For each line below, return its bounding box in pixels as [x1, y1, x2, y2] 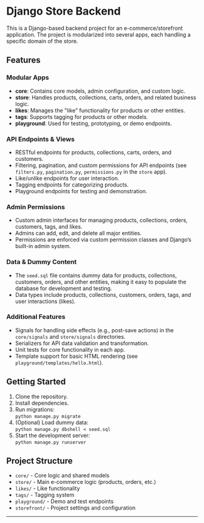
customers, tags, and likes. [15, 223, 83, 230]
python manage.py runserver [15, 439, 86, 446]
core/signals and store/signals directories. [15, 333, 126, 340]
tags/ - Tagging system [15, 491, 75, 499]
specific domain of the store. [6, 37, 78, 44]
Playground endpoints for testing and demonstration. [15, 187, 148, 194]
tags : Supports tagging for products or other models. [15, 113, 149, 120]
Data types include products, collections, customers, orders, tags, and [15, 291, 191, 298]
